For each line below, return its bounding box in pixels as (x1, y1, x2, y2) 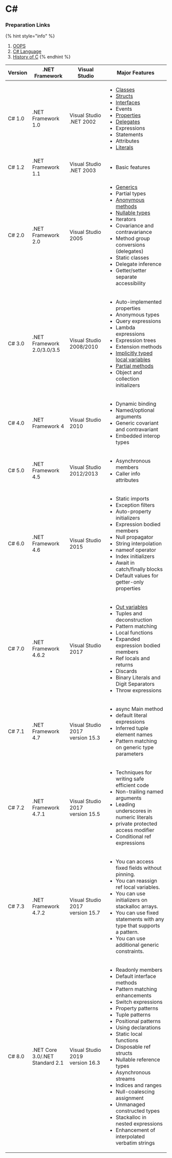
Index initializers (115, 553, 155, 560)
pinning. (115, 871, 135, 878)
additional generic (115, 942, 159, 949)
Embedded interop (115, 432, 160, 440)
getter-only (115, 578, 144, 586)
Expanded (115, 635, 140, 643)
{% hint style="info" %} (5, 33, 55, 39)
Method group (115, 235, 150, 242)
